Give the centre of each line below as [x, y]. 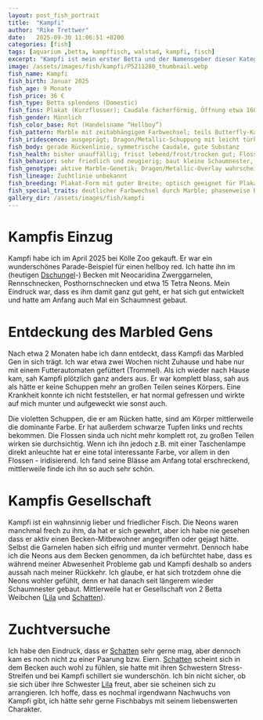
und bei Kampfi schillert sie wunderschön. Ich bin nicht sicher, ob [141, 676]
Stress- [231, 667]
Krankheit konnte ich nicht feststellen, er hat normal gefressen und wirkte [126, 395]
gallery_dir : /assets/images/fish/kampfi [77, 198]
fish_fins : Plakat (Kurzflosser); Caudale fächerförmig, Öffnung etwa [126, 111]
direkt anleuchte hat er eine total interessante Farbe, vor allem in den [119, 452]
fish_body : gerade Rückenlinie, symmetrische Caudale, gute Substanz [124, 147]
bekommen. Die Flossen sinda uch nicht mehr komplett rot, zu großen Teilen [131, 436]
